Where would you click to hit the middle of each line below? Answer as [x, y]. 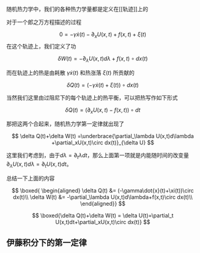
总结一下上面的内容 [31, 178]
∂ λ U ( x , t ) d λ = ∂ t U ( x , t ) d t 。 [39, 165]
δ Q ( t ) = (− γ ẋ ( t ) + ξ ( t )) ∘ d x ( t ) [103, 85]
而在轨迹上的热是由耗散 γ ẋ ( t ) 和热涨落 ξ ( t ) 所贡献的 [70, 72]
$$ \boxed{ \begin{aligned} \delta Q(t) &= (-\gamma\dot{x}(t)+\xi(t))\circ [103, 190]
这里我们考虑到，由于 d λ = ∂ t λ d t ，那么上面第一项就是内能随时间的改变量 [98, 156]
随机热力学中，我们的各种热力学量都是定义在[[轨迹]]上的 [77, 9]
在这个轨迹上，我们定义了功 [41, 46]
